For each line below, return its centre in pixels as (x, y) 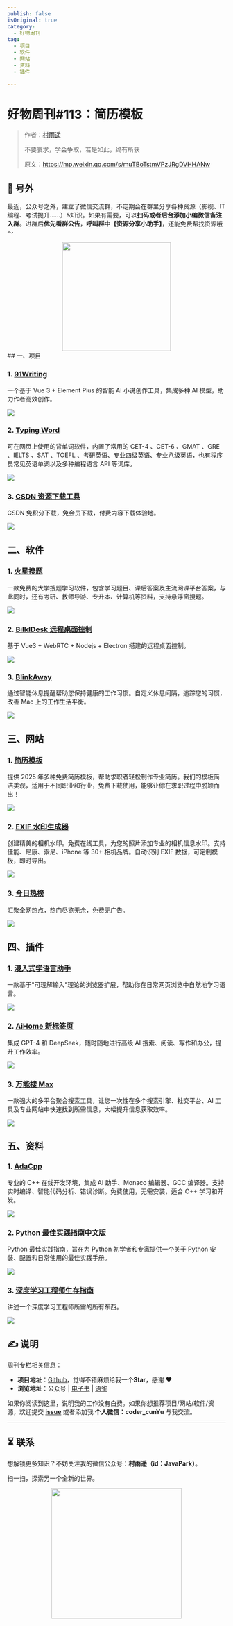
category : (21, 26)
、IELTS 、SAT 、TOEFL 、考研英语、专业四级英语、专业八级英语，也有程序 (115, 455)
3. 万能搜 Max (31, 1084)
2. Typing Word (34, 430)
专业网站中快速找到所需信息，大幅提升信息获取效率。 (95, 1109)
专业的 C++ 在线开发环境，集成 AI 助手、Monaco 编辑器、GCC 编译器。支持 (116, 1182)
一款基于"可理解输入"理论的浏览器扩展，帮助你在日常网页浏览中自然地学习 (113, 985)
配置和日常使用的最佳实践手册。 (65, 1257)
